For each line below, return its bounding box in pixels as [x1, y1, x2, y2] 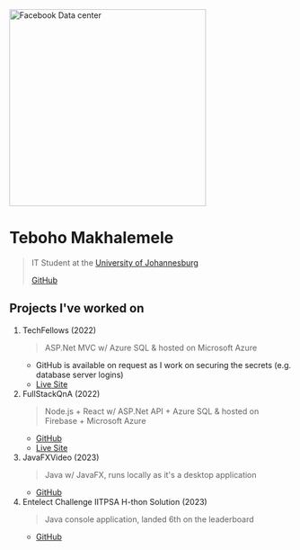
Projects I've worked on [9, 301, 145, 316]
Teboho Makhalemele [9, 228, 174, 248]
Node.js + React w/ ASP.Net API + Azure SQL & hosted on [44, 405, 260, 417]
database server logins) [35, 369, 124, 380]
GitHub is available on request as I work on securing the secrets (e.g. [35, 359, 292, 370]
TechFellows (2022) [22, 324, 97, 336]
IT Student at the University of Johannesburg [31, 257, 199, 268]
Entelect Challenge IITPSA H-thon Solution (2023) [22, 496, 208, 507]
